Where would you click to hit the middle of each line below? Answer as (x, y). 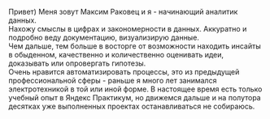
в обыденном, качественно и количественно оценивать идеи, (116, 55)
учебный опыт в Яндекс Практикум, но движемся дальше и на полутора (135, 98)
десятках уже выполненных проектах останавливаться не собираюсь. (132, 106)
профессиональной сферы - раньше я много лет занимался (113, 81)
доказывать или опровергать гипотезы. (77, 63)
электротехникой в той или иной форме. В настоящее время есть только (135, 89)
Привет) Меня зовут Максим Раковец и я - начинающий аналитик (123, 12)
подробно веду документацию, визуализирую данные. (104, 37)
